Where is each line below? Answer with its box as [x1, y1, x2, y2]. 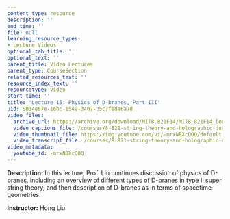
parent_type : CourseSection [7, 67, 88, 74]
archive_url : [13, 118, 51, 125]
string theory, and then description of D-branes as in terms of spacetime [7, 183, 212, 192]
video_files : [7, 112, 44, 118]
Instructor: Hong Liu [7, 203, 66, 212]
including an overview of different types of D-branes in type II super [29, 176, 222, 184]
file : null [7, 29, 38, 36]
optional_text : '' [7, 55, 60, 62]
